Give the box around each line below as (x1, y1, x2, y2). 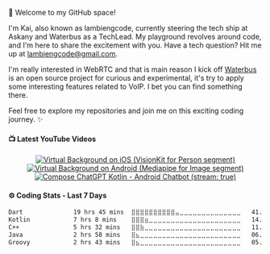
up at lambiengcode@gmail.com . (8, 49, 118, 58)
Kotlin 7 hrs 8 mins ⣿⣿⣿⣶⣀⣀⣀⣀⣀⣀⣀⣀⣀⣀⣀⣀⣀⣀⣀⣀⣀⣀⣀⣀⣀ (8, 216, 242, 224)
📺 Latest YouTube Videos (8, 134, 97, 144)
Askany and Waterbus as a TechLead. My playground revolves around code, (8, 32, 262, 41)
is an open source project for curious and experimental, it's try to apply (8, 73, 244, 82)
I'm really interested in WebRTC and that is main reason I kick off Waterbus (8, 65, 257, 74)
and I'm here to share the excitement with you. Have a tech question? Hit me (8, 40, 262, 50)
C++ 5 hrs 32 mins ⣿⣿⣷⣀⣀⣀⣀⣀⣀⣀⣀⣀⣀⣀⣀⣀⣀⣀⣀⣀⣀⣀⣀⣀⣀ (8, 223, 242, 231)
